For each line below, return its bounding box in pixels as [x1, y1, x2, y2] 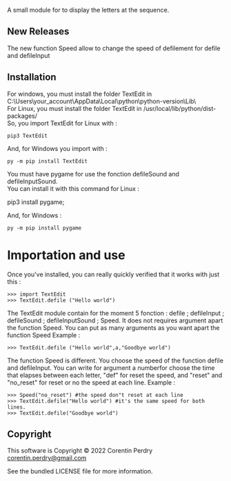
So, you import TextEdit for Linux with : [7, 119, 117, 127]
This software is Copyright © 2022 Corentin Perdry [7, 447, 153, 455]
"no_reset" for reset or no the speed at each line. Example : [7, 378, 176, 387]
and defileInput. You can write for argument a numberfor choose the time [7, 363, 215, 371]
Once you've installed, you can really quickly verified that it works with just [7, 270, 220, 278]
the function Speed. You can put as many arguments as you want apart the [7, 323, 220, 331]
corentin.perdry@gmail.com [7, 454, 87, 462]
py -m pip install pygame [7, 224, 81, 232]
